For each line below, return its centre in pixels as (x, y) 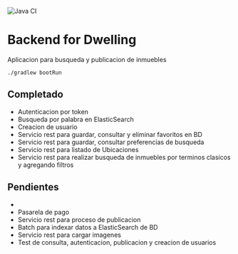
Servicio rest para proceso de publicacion (79, 219)
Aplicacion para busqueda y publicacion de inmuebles (87, 59)
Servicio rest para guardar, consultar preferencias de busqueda (111, 142)
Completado (36, 95)
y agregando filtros (46, 165)
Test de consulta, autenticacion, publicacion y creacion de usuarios (117, 242)
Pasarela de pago (43, 212)
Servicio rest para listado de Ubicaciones (78, 149)
